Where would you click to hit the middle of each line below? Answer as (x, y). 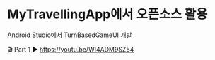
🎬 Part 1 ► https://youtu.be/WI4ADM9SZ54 (71, 49)
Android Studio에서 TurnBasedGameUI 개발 (70, 35)
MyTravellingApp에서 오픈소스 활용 (107, 14)
